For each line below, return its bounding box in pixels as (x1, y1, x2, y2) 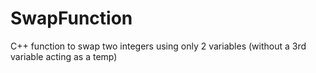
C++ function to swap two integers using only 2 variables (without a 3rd (10, 40, 307, 52)
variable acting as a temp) (10, 50, 118, 62)
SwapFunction (10, 7, 133, 30)
